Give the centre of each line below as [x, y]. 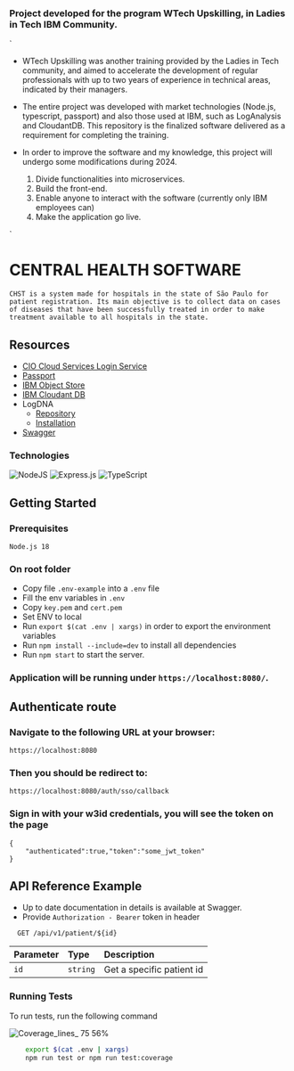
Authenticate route [63, 707]
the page [29, 825]
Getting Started [53, 503]
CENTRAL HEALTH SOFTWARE [126, 270]
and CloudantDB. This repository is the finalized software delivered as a [154, 126]
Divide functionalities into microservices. [110, 179]
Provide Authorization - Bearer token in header [111, 917]
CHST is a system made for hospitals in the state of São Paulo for [139, 294]
